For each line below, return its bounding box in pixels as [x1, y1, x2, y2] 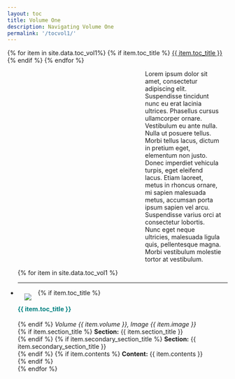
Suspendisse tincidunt [145, 92, 209, 101]
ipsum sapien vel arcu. [145, 203, 210, 211]
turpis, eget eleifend [145, 166, 203, 174]
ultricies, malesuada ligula [145, 233, 220, 241]
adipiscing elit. [145, 84, 187, 93]
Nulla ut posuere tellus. [145, 129, 212, 138]
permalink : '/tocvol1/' [7, 29, 77, 37]
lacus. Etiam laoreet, [145, 174, 204, 182]
